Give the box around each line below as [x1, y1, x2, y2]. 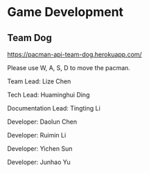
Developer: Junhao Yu [7, 158, 71, 166]
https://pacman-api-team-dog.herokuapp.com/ [7, 50, 142, 58]
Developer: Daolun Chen [7, 117, 78, 126]
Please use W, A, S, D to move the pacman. [7, 64, 130, 72]
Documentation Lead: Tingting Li [7, 104, 100, 112]
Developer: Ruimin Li [7, 131, 67, 139]
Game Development [7, 4, 123, 20]
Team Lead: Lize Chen [7, 77, 71, 85]
